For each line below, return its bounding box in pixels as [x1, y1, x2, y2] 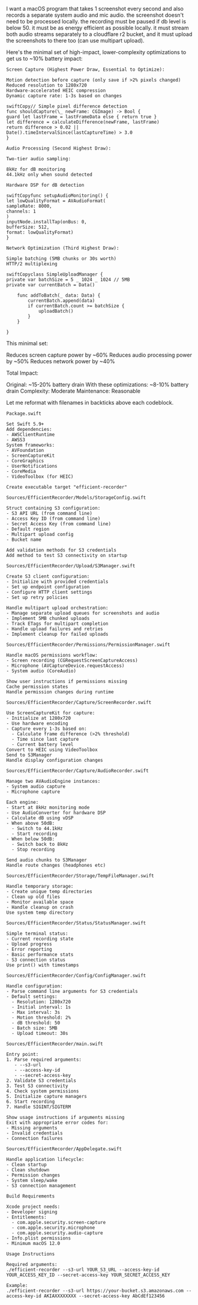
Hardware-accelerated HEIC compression [6, 88, 106, 94]
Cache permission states [6, 684, 68, 690]
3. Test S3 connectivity [6, 1083, 68, 1089]
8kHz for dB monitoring [6, 166, 66, 172]
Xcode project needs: [6, 1204, 61, 1210]
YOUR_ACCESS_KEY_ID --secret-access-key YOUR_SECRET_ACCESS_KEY [6, 1272, 170, 1278]
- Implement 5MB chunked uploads [6, 615, 90, 621]
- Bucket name [6, 537, 42, 543]
